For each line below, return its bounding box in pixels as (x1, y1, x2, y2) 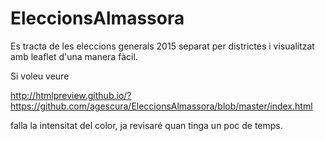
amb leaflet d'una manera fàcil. (10, 50, 138, 62)
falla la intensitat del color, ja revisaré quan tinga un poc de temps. (10, 119, 283, 131)
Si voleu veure (10, 70, 70, 82)
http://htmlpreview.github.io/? (10, 89, 132, 101)
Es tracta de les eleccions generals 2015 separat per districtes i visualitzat (10, 40, 315, 52)
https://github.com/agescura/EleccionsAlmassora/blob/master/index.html (10, 100, 313, 112)
